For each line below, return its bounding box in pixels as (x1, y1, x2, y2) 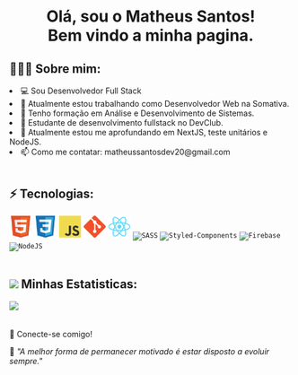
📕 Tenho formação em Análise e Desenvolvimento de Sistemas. (21, 108, 255, 118)
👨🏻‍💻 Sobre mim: (9, 61, 101, 76)
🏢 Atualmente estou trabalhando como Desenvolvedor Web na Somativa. (21, 99, 290, 109)
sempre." (9, 355, 43, 366)
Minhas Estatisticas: (21, 276, 137, 292)
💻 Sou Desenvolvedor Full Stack (21, 85, 142, 96)
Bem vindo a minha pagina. (48, 25, 254, 46)
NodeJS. (9, 136, 42, 147)
